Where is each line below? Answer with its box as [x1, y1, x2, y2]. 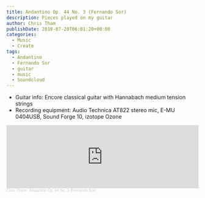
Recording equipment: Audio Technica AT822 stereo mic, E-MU [15, 107, 175, 114]
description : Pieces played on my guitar [6, 15, 113, 21]
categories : [6, 32, 37, 38]
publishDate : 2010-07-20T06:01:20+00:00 [6, 26, 111, 32]
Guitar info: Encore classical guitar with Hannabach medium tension [15, 94, 186, 101]
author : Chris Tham [6, 20, 56, 26]
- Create [12, 43, 34, 49]
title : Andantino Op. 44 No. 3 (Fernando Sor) [6, 9, 127, 15]
